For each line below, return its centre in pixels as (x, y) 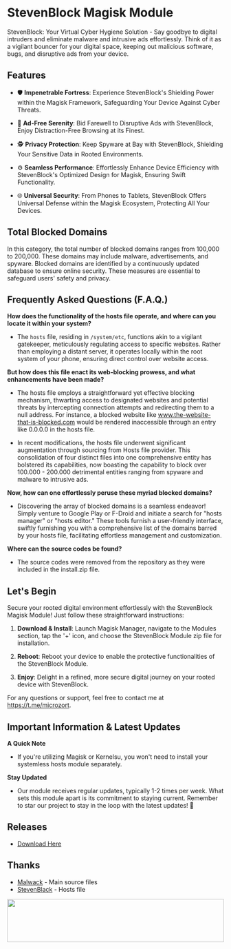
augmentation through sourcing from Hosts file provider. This (103, 450)
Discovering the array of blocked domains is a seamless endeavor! (111, 506)
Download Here (39, 844)
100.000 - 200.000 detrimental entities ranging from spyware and (110, 472)
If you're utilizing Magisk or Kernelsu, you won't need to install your (112, 757)
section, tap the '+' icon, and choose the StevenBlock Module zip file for (119, 636)
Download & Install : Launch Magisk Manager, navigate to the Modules (117, 629)
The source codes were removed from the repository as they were (111, 562)
